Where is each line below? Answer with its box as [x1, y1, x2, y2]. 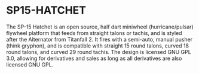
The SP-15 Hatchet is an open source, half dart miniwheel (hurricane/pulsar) [6, 23, 194, 30]
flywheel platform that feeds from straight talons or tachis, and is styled [6, 29, 182, 36]
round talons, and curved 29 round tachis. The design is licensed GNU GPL [6, 48, 191, 55]
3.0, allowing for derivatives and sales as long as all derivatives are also [6, 55, 182, 62]
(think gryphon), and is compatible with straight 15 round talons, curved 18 [6, 42, 189, 49]
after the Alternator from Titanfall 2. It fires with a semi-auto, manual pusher [6, 36, 193, 43]
